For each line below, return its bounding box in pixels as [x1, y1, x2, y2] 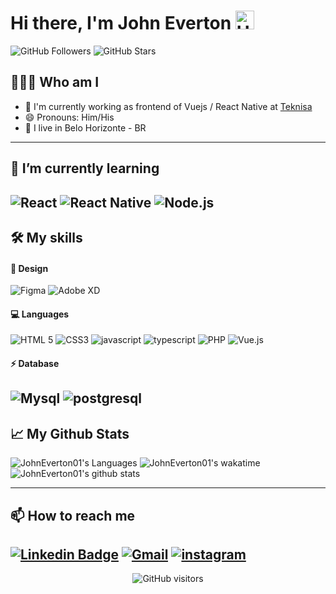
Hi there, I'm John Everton [10, 12, 232, 35]
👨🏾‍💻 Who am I [10, 74, 100, 91]
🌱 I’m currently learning [10, 160, 160, 177]
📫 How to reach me [10, 507, 136, 524]
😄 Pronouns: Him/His [24, 111, 115, 123]
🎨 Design [10, 262, 49, 274]
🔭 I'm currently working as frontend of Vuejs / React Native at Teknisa [24, 100, 313, 112]
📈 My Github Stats [10, 425, 130, 442]
